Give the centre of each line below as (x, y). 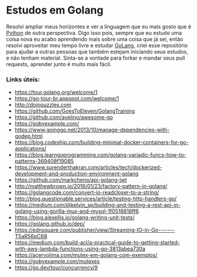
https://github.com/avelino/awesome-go (64, 117)
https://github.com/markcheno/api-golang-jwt (71, 180)
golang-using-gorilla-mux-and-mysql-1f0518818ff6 (77, 211)
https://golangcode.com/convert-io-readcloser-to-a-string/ (87, 193)
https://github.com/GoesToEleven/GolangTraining (75, 111)
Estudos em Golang (55, 10)
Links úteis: (23, 79)
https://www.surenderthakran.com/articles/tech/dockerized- (88, 167)
